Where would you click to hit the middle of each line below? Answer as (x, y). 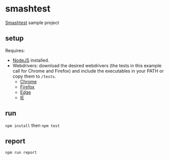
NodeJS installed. (31, 60)
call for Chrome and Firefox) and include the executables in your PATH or (88, 71)
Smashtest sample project (32, 23)
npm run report (21, 153)
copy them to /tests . (34, 76)
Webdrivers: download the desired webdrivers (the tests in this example (87, 65)
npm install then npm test (33, 125)
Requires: (15, 50)
